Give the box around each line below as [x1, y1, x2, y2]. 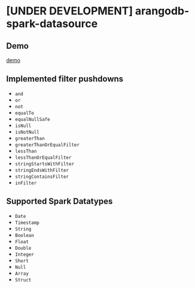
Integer [14, 251, 34, 257]
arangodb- [135, 4, 190, 18]
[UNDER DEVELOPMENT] [6, 4, 133, 18]
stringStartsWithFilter [14, 160, 75, 167]
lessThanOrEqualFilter [14, 154, 72, 160]
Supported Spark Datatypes [6, 196, 113, 207]
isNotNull [14, 129, 40, 135]
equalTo [14, 110, 34, 116]
